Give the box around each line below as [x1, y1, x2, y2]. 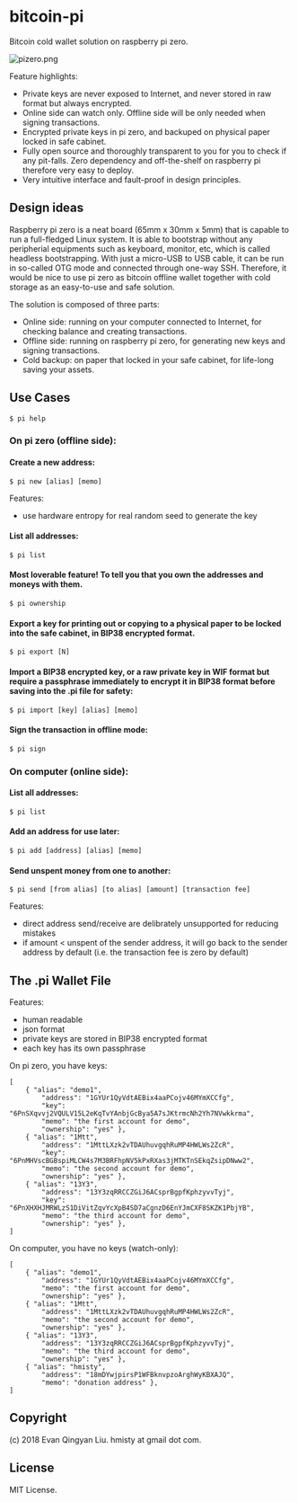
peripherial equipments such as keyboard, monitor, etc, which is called [9, 243, 271, 253]
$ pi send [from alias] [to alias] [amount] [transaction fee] [9, 885, 251, 894]
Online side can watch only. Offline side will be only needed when [22, 107, 267, 118]
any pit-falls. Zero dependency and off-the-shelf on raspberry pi [22, 155, 261, 165]
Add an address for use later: [9, 826, 120, 837]
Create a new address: [9, 457, 96, 468]
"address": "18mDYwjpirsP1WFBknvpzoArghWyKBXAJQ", [41, 1371, 235, 1380]
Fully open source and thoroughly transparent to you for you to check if [22, 146, 287, 156]
